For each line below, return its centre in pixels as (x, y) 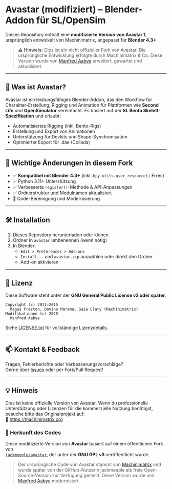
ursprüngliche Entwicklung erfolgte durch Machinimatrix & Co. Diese (90, 55)
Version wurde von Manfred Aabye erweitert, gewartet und (80, 60)
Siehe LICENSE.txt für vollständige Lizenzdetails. (57, 328)
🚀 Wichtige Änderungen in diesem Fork (69, 163)
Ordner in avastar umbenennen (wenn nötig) (60, 240)
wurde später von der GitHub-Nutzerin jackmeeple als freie (80, 470)
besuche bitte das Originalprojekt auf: (45, 414)
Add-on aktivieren (39, 262)
